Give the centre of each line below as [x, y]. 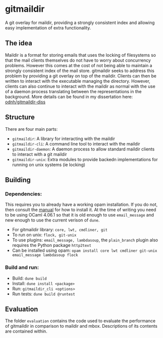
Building [18, 180]
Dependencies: [24, 193]
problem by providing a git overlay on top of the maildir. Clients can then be [81, 76]
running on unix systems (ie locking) [49, 165]
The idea [19, 43]
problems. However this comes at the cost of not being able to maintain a [79, 65]
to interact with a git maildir [40, 154]
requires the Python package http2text [52, 245]
